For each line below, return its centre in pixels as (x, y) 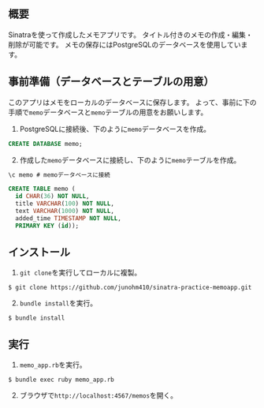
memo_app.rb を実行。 (53, 365)
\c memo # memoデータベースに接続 (59, 175)
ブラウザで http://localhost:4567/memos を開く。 (99, 395)
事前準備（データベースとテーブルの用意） (111, 82)
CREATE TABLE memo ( (42, 189)
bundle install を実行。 (58, 303)
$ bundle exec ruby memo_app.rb (61, 380)
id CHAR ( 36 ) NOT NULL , (52, 197)
